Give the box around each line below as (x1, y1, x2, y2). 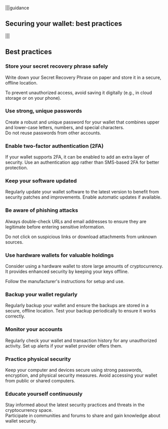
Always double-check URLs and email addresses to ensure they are (5, 218, 147, 224)
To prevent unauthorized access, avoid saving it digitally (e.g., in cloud (5, 89, 152, 96)
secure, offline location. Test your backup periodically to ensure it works (5, 308, 156, 314)
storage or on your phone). (5, 95, 62, 101)
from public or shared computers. (5, 377, 75, 383)
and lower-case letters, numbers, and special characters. (5, 124, 124, 130)
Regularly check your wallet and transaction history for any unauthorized (5, 337, 157, 343)
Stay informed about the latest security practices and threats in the (5, 402, 145, 408)
